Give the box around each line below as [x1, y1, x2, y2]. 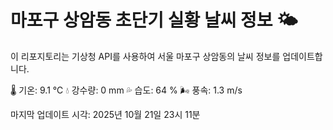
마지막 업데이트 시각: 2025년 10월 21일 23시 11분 [10, 108, 201, 120]
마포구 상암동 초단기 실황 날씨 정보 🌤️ [10, 9, 298, 32]
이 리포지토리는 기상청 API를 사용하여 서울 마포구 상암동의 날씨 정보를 [10, 50, 281, 62]
